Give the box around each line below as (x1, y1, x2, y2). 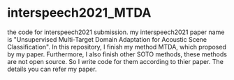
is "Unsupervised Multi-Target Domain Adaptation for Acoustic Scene (7, 35, 207, 43)
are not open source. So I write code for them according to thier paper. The (7, 57, 224, 65)
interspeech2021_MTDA (7, 5, 152, 21)
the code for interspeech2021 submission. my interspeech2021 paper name (7, 28, 225, 36)
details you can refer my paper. (7, 65, 97, 73)
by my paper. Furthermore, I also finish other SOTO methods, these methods (7, 50, 227, 58)
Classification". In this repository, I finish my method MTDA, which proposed (7, 42, 227, 51)
